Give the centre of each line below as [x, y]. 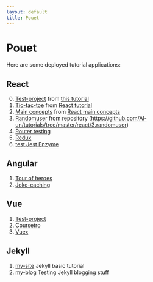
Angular [22, 164]
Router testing [33, 132]
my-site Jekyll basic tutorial [50, 265]
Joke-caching [33, 185]
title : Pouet [23, 18]
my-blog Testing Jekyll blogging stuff [62, 272]
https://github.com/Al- [119, 118]
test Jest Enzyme [37, 144]
